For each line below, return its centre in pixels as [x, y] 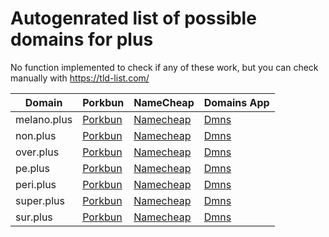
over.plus [37, 152]
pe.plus [32, 168]
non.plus [36, 135]
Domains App [236, 102]
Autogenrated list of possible [133, 18]
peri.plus [36, 184]
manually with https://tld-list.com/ [80, 78]
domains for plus [82, 39]
